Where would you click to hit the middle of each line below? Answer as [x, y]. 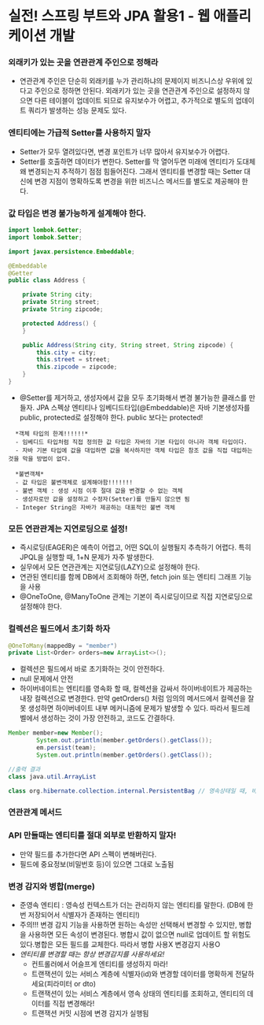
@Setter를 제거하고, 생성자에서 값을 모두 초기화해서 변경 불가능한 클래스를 [133, 398]
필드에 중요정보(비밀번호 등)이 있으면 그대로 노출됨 [97, 864]
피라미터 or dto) [71, 983]
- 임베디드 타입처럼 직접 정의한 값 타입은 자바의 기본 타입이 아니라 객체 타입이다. [131, 442]
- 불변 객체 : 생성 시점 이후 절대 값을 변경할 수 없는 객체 [99, 490]
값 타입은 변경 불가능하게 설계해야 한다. [77, 213]
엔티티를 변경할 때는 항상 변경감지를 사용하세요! [92, 954]
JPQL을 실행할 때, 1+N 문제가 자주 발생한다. [87, 557]
